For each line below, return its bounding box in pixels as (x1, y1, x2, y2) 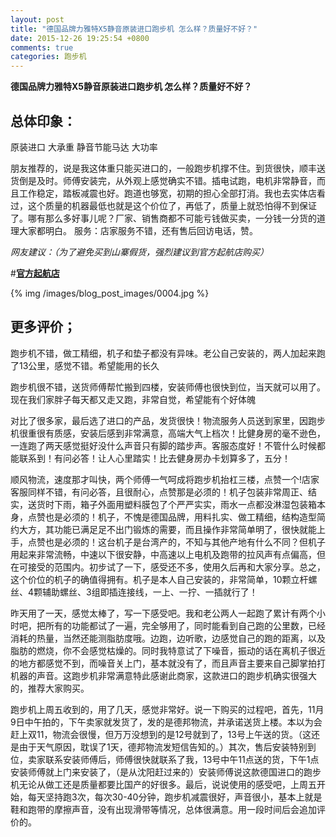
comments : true (10, 42, 74, 53)
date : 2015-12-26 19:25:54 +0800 (10, 33, 150, 43)
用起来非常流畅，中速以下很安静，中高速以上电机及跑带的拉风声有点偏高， (10, 548, 317, 560)
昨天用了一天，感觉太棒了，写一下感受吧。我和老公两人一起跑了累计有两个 (10, 607, 317, 619)
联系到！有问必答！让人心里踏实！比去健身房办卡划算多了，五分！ (18, 452, 291, 464)
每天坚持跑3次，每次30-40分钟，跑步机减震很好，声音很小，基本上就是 (27, 791, 323, 803)
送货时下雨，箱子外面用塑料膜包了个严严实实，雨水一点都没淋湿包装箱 (27, 498, 317, 510)
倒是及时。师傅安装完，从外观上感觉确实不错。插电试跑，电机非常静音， (18, 174, 317, 186)
